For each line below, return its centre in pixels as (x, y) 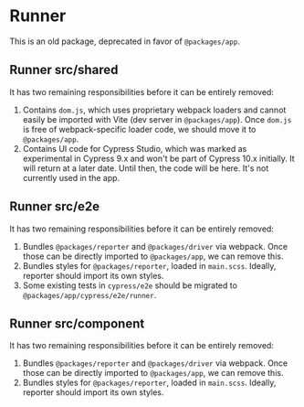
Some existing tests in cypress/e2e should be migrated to (130, 285)
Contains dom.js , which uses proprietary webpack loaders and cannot (154, 110)
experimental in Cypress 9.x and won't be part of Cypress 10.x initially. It (158, 158)
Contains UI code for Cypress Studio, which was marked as (135, 148)
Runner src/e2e (55, 207)
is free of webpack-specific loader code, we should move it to (139, 129)
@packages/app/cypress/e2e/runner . (89, 295)
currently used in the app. (71, 177)
